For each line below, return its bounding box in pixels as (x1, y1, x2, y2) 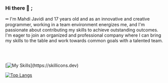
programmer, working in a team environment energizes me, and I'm (5, 22, 145, 28)
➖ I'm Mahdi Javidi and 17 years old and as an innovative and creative (5, 16, 150, 22)
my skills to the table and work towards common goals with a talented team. (5, 38, 163, 44)
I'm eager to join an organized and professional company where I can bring (5, 32, 161, 38)
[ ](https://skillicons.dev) (5, 62, 79, 68)
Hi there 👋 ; (5, 5, 33, 12)
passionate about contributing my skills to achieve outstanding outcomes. (5, 27, 158, 33)
